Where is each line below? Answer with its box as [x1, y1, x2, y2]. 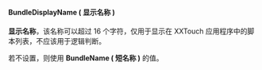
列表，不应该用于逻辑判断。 [14, 37, 106, 46]
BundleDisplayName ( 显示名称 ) [8, 7, 115, 17]
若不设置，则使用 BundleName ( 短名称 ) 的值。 [8, 53, 164, 63]
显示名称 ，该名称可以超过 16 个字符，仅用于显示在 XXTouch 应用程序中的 [8, 26, 248, 36]
